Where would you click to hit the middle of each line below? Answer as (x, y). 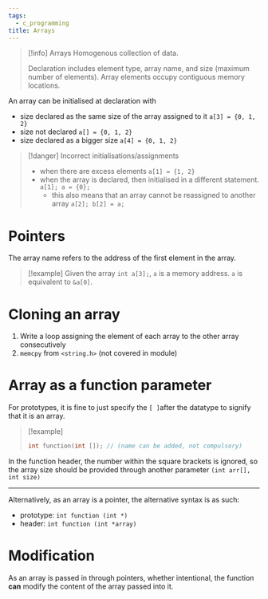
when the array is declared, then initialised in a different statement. (149, 179)
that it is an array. (37, 416)
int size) (25, 478)
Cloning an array (65, 314)
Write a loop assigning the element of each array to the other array (129, 337)
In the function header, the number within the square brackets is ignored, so (133, 461)
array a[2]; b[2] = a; (88, 203)
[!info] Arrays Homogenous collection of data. (103, 53)
